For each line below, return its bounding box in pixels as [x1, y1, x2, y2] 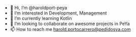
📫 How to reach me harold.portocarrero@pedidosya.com [10, 26, 131, 32]
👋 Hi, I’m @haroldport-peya [10, 5, 67, 10]
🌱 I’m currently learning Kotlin [10, 15, 72, 21]
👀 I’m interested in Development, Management [10, 10, 107, 16]
